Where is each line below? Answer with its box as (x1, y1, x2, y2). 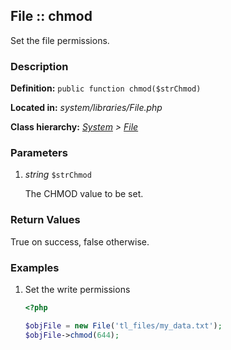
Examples (10, 260, 60, 274)
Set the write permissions (24, 284, 131, 295)
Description (10, 59, 69, 73)
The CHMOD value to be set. (24, 188, 144, 200)
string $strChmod (24, 169, 92, 181)
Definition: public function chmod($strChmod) (10, 82, 202, 94)
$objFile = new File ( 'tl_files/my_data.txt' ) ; (24, 320, 223, 331)
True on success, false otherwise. (10, 235, 150, 248)
